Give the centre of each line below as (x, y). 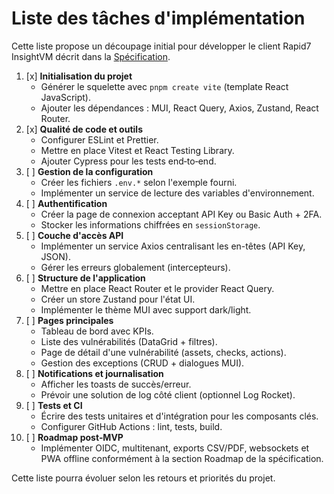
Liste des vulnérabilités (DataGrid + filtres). (129, 341)
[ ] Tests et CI (54, 405)
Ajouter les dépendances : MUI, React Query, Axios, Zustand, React (179, 108)
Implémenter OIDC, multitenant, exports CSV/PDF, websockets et (175, 448)
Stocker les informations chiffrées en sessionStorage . (150, 224)
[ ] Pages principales (69, 320)
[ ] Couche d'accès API (74, 235)
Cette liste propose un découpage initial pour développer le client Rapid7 (161, 46)
